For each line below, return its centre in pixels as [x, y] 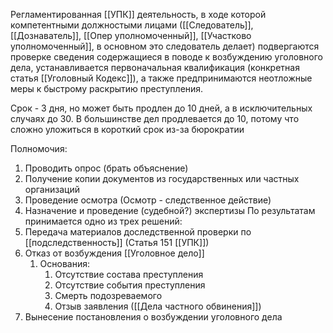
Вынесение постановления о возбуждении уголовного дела [153, 317]
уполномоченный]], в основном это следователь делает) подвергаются [165, 46]
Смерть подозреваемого [108, 295]
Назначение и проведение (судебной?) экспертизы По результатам [170, 210]
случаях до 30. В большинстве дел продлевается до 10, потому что [155, 118]
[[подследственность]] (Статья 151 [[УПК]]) [117, 242]
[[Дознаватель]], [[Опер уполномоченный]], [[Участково [131, 35]
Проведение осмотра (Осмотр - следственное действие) [148, 200]
